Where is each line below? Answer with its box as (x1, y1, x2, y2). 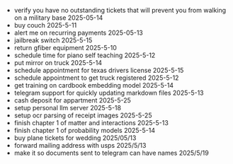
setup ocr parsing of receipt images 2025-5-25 (13, 111, 152, 119)
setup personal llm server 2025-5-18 (13, 104, 122, 112)
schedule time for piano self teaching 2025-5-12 (13, 51, 156, 59)
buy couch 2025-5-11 (13, 21, 77, 29)
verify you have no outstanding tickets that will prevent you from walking (13, 6, 227, 14)
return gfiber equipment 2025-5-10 (13, 44, 117, 52)
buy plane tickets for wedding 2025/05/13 (13, 134, 137, 142)
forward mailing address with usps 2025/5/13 (13, 141, 147, 149)
